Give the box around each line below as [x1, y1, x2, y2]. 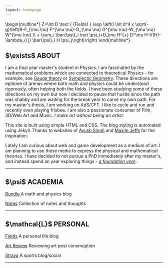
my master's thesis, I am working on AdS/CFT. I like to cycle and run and [5, 102, 155, 108]
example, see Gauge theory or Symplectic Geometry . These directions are [5, 75, 158, 81]
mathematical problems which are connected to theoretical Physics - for [5, 70, 154, 76]
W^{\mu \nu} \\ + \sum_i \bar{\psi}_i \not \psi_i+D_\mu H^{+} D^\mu [5, 31, 143, 37]
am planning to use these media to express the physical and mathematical [5, 148, 158, 154]
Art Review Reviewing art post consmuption [5, 243, 95, 249]
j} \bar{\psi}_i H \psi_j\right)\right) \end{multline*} [28, 37, 130, 43]
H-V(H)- [144, 31, 161, 37]
